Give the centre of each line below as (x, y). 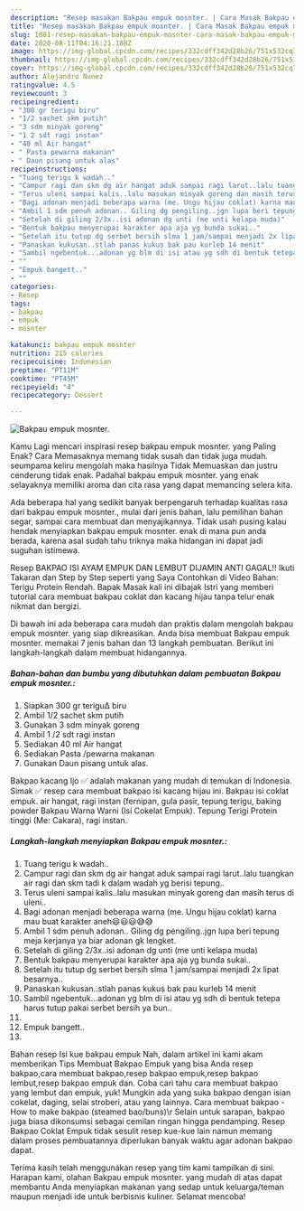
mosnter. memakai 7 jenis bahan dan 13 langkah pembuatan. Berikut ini (142, 643)
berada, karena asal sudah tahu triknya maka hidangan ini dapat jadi (137, 541)
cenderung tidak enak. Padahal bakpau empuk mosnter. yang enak (134, 475)
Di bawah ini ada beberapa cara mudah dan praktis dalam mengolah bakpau (152, 624)
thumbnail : (31, 60)
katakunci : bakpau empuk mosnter (73, 345)
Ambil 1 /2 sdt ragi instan (69, 735)
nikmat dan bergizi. (46, 606)
